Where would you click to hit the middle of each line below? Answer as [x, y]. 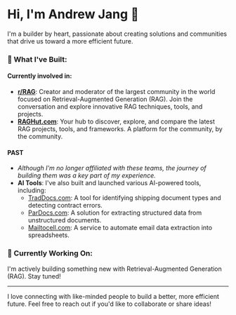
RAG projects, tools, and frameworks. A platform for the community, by [120, 129]
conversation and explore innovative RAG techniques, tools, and [110, 107]
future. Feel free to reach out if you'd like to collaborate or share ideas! [110, 304]
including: [32, 190]
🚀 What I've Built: [37, 59]
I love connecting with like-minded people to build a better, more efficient [113, 296]
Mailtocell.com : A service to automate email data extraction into [120, 228]
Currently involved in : [40, 76]
